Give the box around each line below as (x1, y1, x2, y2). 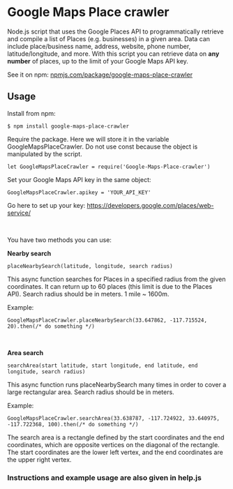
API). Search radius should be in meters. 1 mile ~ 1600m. (7, 289, 170, 298)
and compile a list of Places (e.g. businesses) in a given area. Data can (7, 34, 211, 43)
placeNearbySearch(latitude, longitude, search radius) (7, 262, 173, 269)
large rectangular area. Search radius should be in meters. (7, 388, 174, 396)
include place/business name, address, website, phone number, (7, 42, 191, 50)
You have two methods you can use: (7, 235, 112, 244)
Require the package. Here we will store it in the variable (7, 135, 170, 143)
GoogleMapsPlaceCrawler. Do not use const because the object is (7, 142, 198, 151)
